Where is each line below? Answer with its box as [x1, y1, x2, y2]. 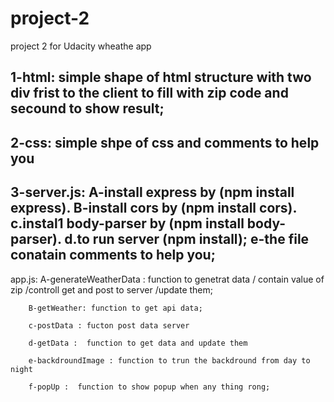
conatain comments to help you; [10, 247, 216, 264]
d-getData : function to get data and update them [28, 338, 248, 348]
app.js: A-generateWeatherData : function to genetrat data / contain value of [10, 273, 325, 285]
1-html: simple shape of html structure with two [10, 69, 312, 86]
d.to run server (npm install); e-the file [64, 231, 310, 248]
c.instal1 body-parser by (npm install [10, 215, 245, 232]
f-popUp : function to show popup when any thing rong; [28, 382, 271, 392]
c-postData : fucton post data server [28, 320, 190, 331]
